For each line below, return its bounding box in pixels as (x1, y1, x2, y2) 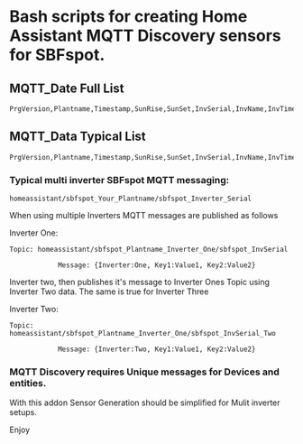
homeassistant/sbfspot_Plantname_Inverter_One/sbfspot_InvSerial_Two (9, 329, 277, 338)
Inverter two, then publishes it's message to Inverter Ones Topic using (9, 277, 271, 288)
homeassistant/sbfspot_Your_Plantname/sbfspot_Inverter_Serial (9, 194, 252, 204)
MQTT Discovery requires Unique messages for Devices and (9, 365, 280, 378)
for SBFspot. (9, 45, 106, 65)
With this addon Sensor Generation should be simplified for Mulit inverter (9, 397, 281, 408)
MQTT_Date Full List (9, 80, 124, 96)
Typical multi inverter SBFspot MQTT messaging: (9, 173, 230, 186)
